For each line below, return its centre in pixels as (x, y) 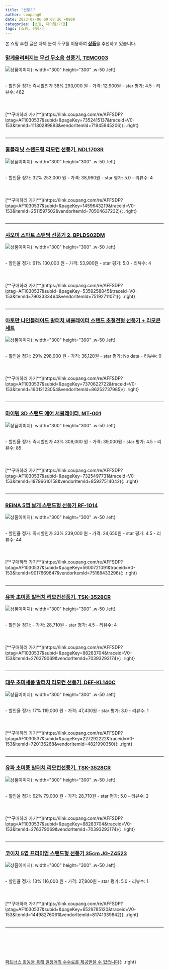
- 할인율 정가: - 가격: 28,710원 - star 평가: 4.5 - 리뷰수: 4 (61, 625)
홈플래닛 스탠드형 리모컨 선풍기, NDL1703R (55, 150)
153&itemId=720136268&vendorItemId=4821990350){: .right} (69, 744)
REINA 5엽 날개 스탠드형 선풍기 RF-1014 (52, 505)
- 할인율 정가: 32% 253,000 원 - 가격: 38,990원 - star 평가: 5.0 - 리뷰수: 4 (79, 177)
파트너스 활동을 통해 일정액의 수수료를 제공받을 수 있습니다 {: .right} (71, 962)
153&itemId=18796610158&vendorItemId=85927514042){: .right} (72, 481)
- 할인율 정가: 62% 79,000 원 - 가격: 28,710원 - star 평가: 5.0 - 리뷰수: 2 (77, 796)
